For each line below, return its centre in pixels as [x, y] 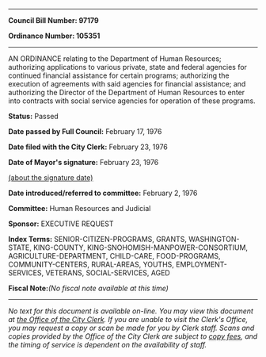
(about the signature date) [51, 178]
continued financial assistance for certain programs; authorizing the [119, 75]
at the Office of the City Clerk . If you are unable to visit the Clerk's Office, [128, 319]
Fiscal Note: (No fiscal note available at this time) [88, 288]
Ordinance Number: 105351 [54, 36]
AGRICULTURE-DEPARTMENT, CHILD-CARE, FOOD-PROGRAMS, [114, 256]
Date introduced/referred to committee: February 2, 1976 [103, 193]
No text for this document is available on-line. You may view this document [131, 311]
